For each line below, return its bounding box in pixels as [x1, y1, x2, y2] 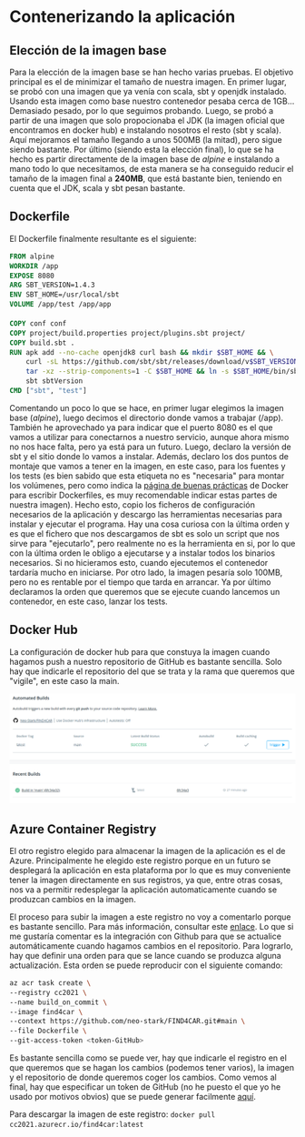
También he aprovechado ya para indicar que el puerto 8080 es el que [9, 421, 273, 433]
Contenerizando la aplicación [9, 6, 236, 27]
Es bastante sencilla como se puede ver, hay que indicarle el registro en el [9, 1052, 288, 1063]
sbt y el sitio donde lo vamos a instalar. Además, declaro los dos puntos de [9, 450, 289, 461]
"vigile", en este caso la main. [9, 675, 120, 686]
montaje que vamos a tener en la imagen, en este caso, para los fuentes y [9, 460, 286, 471]
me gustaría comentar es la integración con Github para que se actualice [9, 931, 281, 941]
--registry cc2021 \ [9, 988, 88, 997]
